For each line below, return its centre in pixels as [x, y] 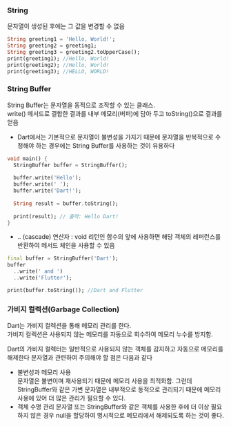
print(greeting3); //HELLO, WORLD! [58, 71]
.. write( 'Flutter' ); [43, 278]
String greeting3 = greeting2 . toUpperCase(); [73, 52]
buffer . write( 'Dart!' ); [47, 191]
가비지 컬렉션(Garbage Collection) [63, 309]
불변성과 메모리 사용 [44, 372]
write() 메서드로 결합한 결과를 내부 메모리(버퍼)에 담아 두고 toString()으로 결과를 [115, 113]
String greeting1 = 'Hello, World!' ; [61, 39]
